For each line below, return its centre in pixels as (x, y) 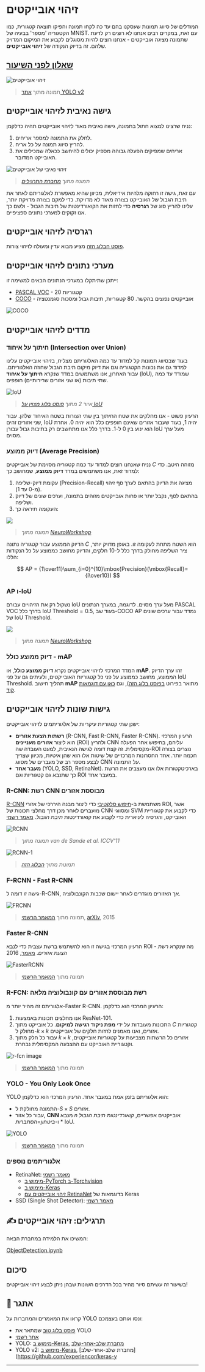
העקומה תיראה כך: (37, 509)
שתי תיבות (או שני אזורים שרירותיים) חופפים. (57, 380)
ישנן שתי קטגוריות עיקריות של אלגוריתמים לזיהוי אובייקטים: (73, 724)
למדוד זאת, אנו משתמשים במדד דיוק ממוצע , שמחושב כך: (73, 471)
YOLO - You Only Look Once (49, 1084)
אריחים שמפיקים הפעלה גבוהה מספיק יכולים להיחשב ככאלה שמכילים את (99, 151)
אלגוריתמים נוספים (33, 1161)
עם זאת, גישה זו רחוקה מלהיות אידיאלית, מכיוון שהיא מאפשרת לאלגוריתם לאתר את (101, 193)
